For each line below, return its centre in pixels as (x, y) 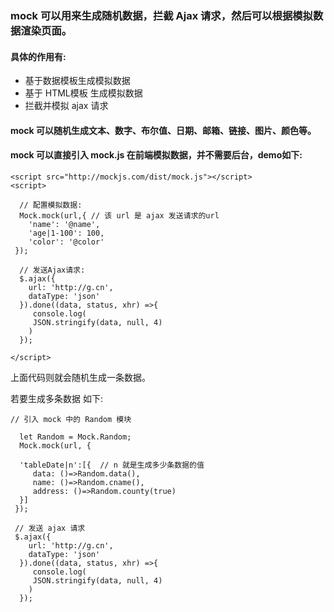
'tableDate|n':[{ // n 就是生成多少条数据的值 (112, 465)
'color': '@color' (66, 242)
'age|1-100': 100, (66, 233)
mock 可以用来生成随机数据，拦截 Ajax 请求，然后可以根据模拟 (161, 15)
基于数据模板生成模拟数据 (77, 81)
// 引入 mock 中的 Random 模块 (71, 419)
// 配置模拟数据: (51, 205)
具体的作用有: (38, 56)
